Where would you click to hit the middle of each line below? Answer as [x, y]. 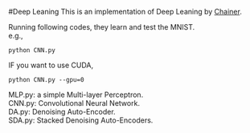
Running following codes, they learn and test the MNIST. [102, 27]
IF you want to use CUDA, [51, 65]
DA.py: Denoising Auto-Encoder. [62, 112]
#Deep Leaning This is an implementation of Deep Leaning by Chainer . [125, 12]
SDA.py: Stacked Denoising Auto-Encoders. [81, 120]
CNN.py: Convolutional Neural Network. [74, 103]
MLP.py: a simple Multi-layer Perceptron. [76, 95]
